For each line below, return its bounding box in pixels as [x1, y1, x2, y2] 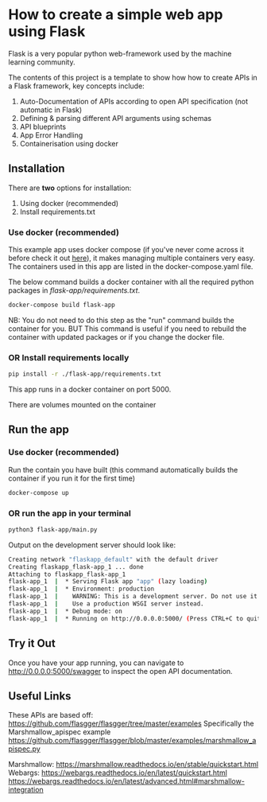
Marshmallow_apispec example [8, 727, 111, 737]
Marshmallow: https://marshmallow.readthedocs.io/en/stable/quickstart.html [8, 760, 259, 769]
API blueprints [19, 122, 66, 131]
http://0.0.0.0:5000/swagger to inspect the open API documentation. [8, 666, 233, 675]
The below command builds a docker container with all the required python [8, 277, 254, 287]
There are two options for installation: [8, 183, 132, 193]
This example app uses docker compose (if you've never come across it [8, 245, 245, 255]
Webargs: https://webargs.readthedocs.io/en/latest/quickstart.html [8, 768, 228, 777]
